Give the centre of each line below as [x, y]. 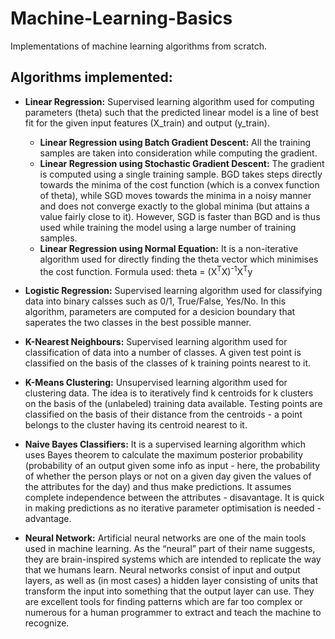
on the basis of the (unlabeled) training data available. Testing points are [173, 404]
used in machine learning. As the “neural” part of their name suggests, [170, 549]
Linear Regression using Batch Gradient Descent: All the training [175, 142]
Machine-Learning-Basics [121, 18]
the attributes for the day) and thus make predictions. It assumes [158, 487]
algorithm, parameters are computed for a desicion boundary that [160, 312]
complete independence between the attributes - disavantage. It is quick [174, 498]
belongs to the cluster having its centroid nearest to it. [136, 425]
